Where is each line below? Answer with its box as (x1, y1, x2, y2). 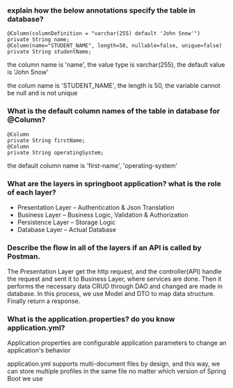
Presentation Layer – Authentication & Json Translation (17, 203, 175, 211)
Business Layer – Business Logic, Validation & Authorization (17, 210, 189, 219)
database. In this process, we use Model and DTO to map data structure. (7, 290, 216, 298)
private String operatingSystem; (7, 149, 104, 156)
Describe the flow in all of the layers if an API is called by (7, 242, 202, 252)
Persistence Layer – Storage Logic (17, 218, 116, 226)
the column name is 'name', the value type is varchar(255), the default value (7, 61, 225, 69)
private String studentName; (7, 48, 92, 56)
